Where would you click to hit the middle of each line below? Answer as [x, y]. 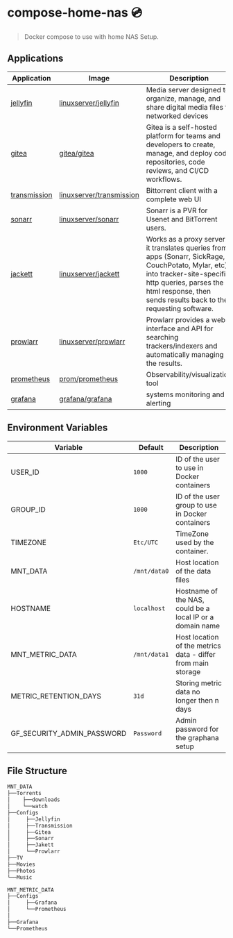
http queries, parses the [185, 283]
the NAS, [190, 599]
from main [192, 663]
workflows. [164, 179]
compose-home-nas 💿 [75, 13]
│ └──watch [28, 806]
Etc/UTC [145, 542]
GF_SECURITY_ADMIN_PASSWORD [69, 733]
